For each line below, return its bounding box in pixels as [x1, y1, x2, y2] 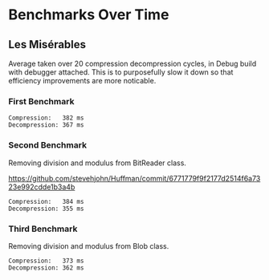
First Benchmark [8, 95, 75, 107]
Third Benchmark [8, 223, 78, 234]
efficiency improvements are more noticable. [8, 76, 157, 85]
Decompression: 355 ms [8, 205, 84, 213]
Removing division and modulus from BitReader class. [8, 158, 187, 168]
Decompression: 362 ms [8, 263, 84, 272]
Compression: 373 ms [8, 257, 84, 265]
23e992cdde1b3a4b [8, 182, 75, 192]
